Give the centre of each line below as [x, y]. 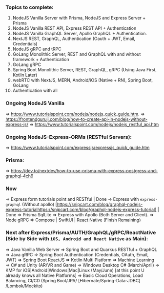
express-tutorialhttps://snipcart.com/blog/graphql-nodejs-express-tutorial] [81, 209]
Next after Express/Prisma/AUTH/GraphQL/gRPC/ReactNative [81, 232]
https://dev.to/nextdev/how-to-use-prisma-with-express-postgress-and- [84, 171]
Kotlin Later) [25, 75]
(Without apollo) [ [40, 205]
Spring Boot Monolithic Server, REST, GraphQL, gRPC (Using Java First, [84, 70]
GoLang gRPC [27, 64]
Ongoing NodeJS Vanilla [35, 103]
